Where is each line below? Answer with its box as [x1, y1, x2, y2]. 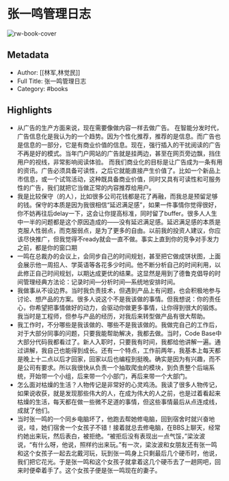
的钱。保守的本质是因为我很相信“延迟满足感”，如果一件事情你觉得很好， [16, 200, 221, 209]
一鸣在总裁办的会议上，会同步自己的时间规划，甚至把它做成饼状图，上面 [16, 251, 221, 260]
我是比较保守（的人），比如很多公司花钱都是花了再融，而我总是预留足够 [16, 192, 218, 200]
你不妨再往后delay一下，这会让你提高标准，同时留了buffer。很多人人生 [16, 209, 217, 217]
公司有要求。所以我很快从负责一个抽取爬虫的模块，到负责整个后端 [23, 363, 209, 371]
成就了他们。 [16, 406, 53, 415]
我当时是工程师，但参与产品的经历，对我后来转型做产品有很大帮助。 [16, 312, 209, 320]
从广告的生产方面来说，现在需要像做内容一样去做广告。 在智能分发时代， [16, 123, 223, 132]
